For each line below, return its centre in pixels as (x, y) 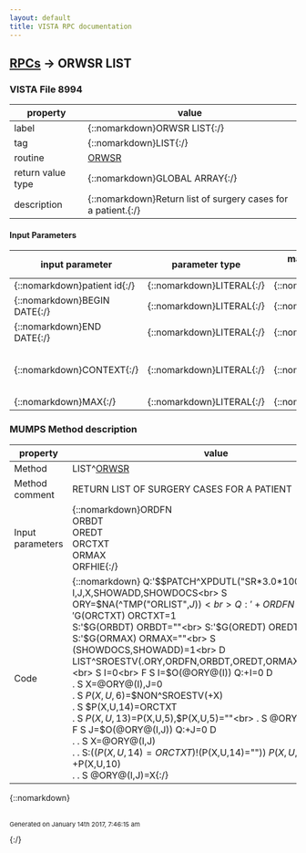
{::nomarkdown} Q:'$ (117, 581)
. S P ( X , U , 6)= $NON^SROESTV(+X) (148, 695)
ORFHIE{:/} (95, 567)
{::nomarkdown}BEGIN (62, 300)
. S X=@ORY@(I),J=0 (117, 683)
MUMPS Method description (74, 430)
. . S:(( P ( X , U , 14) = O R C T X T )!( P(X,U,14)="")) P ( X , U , (185, 752)
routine (29, 158)
